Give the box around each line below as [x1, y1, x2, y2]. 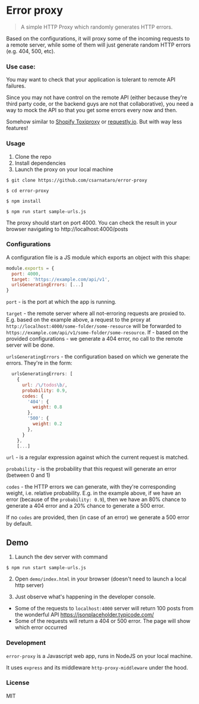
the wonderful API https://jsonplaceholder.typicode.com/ [14, 611, 154, 618]
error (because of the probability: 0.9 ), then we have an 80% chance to [6, 496, 187, 503]
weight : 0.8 [32, 404, 62, 410]
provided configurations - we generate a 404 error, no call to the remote [6, 335, 183, 342]
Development [6, 639, 46, 647]
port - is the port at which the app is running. [6, 298, 117, 305]
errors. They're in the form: [6, 359, 72, 367]
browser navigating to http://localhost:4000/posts [6, 225, 128, 233]
